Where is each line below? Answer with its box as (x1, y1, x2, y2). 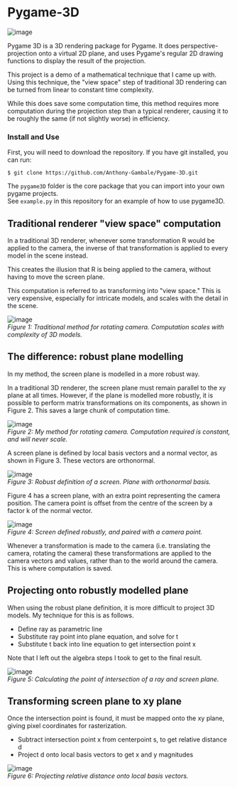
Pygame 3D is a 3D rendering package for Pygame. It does (7, 41, 180, 50)
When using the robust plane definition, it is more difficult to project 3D (7, 603, 215, 612)
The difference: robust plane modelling (7, 351, 184, 363)
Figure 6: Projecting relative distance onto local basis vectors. (7, 771, 189, 781)
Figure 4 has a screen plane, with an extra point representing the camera (7, 491, 221, 500)
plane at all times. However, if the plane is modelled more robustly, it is (7, 391, 214, 400)
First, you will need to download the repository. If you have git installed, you (7, 148, 228, 157)
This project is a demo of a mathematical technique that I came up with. (7, 70, 217, 79)
